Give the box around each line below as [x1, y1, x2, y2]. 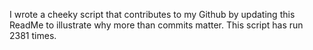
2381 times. [9, 30, 57, 41]
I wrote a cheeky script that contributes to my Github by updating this [9, 9, 296, 20]
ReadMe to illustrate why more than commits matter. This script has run [9, 19, 304, 31]
